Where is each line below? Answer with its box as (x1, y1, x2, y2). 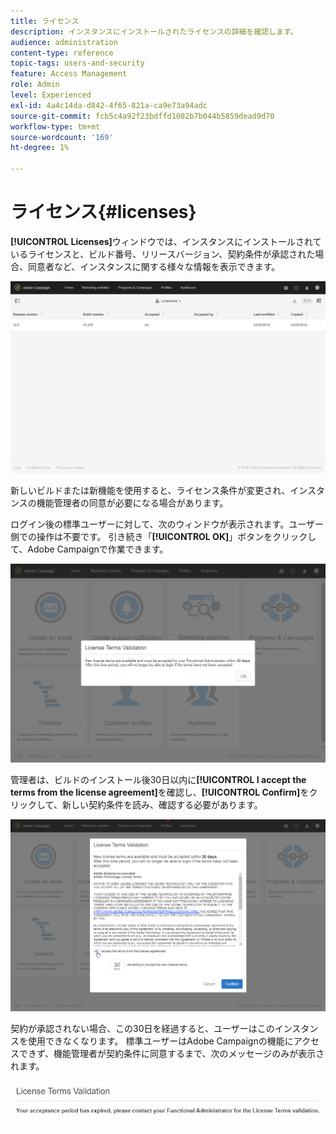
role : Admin (10, 80, 60, 90)
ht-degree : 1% (10, 143, 70, 153)
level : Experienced (10, 90, 92, 100)
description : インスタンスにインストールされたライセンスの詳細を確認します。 (10, 26, 298, 37)
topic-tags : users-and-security (10, 58, 145, 69)
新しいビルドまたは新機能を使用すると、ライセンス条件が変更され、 (10, 484, 291, 496)
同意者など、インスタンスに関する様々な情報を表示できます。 (27, 260, 281, 272)
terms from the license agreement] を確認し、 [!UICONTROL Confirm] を (10, 786, 310, 798)
